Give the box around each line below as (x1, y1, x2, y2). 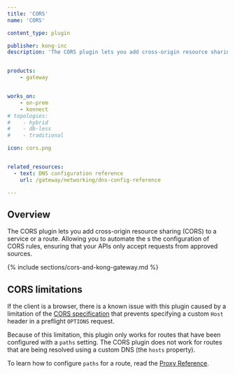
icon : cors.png (7, 145, 52, 152)
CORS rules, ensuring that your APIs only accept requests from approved (7, 242, 218, 251)
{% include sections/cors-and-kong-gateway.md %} (7, 263, 159, 272)
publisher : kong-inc (7, 42, 68, 49)
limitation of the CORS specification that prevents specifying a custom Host (7, 309, 224, 318)
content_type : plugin (7, 29, 71, 36)
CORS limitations (7, 283, 83, 295)
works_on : (7, 93, 36, 100)
